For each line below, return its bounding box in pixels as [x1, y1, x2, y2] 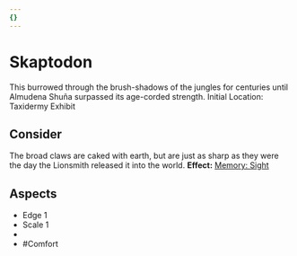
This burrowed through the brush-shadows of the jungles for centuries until [9, 82, 289, 93]
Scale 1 [22, 219, 49, 230]
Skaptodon [9, 51, 92, 72]
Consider [9, 127, 63, 142]
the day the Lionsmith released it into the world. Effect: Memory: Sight [9, 160, 269, 171]
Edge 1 [22, 210, 48, 221]
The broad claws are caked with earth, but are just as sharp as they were [9, 150, 280, 162]
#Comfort [22, 239, 58, 250]
